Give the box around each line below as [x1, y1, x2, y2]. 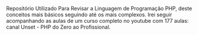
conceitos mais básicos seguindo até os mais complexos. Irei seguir [6, 11, 173, 18]
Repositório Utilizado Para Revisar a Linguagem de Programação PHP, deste [6, 5, 193, 12]
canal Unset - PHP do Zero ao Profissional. [6, 23, 111, 30]
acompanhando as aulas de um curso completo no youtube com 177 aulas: [6, 17, 189, 24]
